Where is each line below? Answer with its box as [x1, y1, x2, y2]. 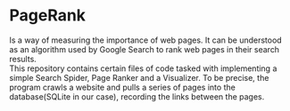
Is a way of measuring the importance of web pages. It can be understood [9, 35, 283, 45]
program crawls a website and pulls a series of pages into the [9, 82, 236, 92]
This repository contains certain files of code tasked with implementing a [9, 63, 278, 74]
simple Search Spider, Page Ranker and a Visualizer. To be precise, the [9, 72, 269, 83]
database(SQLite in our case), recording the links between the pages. [9, 91, 265, 102]
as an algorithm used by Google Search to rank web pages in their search [9, 44, 279, 54]
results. [9, 53, 37, 64]
